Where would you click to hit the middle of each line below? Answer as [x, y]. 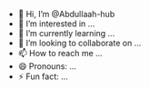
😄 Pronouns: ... [47, 66]
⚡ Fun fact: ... [43, 76]
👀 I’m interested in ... [56, 24]
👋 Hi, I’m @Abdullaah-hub [66, 14]
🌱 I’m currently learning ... [66, 33]
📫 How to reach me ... [60, 53]
